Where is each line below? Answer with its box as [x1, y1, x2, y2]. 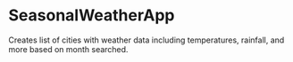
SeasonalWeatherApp [8, 5, 175, 26]
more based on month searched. [8, 43, 129, 54]
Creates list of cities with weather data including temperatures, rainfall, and [8, 35, 285, 45]
